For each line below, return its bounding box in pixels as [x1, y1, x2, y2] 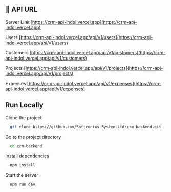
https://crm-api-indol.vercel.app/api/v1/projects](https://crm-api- [25, 65, 163, 71]
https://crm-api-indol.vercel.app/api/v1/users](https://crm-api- [20, 34, 153, 40]
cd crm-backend [10, 143, 42, 149]
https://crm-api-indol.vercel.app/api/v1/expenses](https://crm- [29, 80, 161, 86]
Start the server [5, 172, 38, 178]
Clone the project [5, 114, 42, 121]
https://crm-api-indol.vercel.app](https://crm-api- [32, 18, 137, 25]
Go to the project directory [5, 133, 61, 140]
